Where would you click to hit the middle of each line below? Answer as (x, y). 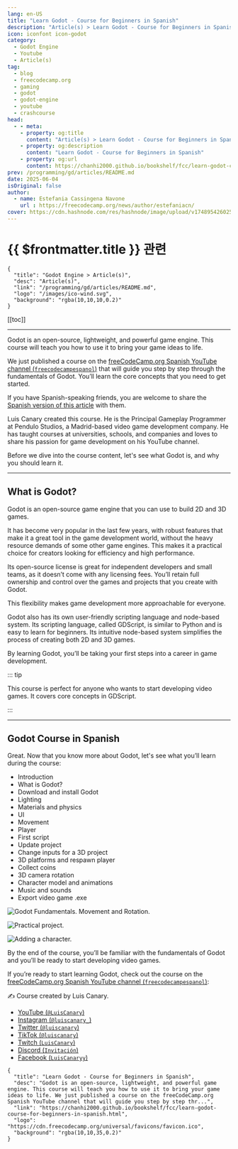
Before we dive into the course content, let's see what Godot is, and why (113, 455)
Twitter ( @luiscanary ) (49, 1027)
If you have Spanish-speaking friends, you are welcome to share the (107, 397)
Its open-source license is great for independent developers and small (110, 566)
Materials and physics (50, 807)
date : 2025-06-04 (33, 179)
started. (19, 384)
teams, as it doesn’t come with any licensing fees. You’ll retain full (103, 574)
